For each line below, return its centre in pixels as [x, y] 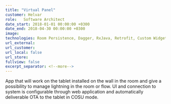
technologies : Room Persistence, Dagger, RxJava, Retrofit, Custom [78, 39]
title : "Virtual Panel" [31, 10]
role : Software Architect [35, 19]
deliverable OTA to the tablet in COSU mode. [52, 97]
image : [12, 33]
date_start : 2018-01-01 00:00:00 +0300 [48, 24]
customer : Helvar [24, 15]
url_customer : [20, 48]
